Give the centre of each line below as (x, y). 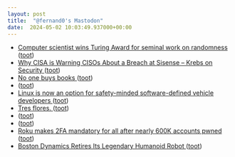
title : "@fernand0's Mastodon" (55, 21)
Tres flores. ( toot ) (43, 108)
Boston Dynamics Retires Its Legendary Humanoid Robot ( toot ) (110, 146)
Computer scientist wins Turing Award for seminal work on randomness (122, 48)
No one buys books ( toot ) (55, 78)
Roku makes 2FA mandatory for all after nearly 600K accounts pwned (120, 131)
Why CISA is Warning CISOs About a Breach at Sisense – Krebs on (115, 63)
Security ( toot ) (39, 70)
